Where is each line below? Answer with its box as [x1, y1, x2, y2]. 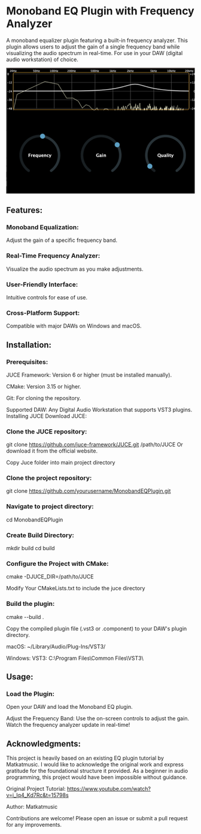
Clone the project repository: [6, 474, 92, 483]
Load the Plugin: [6, 690, 55, 698]
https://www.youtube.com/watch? [66, 786, 151, 793]
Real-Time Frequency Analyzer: [6, 251, 100, 260]
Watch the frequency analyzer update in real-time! [6, 721, 130, 729]
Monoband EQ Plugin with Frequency [6, 4, 194, 18]
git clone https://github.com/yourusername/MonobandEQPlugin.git [6, 487, 171, 495]
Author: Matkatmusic [6, 803, 58, 811]
